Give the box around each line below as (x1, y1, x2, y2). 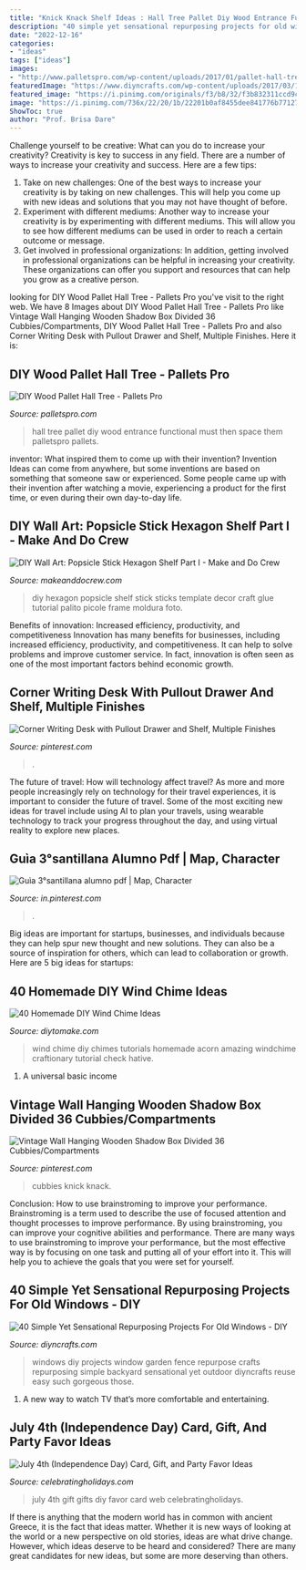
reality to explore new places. (9, 824, 120, 835)
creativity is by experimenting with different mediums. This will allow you (22, 216, 296, 227)
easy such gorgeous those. (31, 1376, 135, 1387)
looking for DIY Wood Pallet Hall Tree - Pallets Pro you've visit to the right (9, 292, 284, 303)
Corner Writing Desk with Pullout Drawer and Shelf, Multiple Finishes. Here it (9, 330, 297, 342)
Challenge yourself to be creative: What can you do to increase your (9, 140, 266, 151)
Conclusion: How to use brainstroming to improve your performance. (9, 1198, 268, 1209)
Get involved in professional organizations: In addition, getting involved (22, 245, 290, 256)
